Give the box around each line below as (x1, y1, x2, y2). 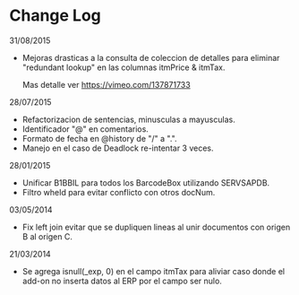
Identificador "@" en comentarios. (21, 123, 149, 134)
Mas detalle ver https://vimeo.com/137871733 (21, 79, 191, 90)
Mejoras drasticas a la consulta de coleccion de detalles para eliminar (21, 52, 280, 63)
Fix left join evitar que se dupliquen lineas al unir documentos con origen (21, 221, 291, 232)
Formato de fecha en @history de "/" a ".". (21, 133, 177, 143)
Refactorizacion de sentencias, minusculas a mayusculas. (21, 114, 235, 125)
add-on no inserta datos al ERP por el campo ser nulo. (21, 275, 222, 286)
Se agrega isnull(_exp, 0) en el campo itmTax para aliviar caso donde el (21, 265, 285, 276)
